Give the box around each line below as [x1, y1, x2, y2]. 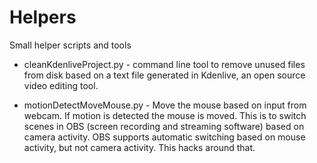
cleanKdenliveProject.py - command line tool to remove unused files [23, 58, 306, 70]
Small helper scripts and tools [9, 39, 132, 51]
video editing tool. [23, 79, 99, 91]
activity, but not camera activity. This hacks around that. [23, 141, 256, 153]
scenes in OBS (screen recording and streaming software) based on [23, 120, 305, 132]
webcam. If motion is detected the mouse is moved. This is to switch [23, 109, 307, 121]
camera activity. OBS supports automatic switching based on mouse [23, 131, 306, 143]
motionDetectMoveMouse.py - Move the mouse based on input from [23, 99, 307, 111]
